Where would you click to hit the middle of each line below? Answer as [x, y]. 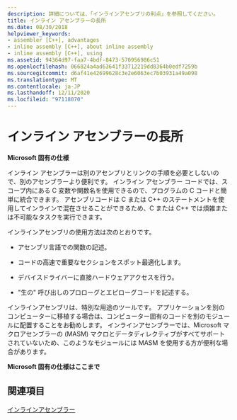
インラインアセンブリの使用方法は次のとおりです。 [81, 232]
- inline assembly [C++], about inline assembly [80, 47]
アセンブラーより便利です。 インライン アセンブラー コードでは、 [127, 181]
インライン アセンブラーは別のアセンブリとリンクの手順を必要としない [110, 172]
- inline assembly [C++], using [55, 54]
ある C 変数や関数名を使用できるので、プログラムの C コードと [129, 190]
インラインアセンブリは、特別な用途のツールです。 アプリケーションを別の [116, 307]
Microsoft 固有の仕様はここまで [54, 366]
